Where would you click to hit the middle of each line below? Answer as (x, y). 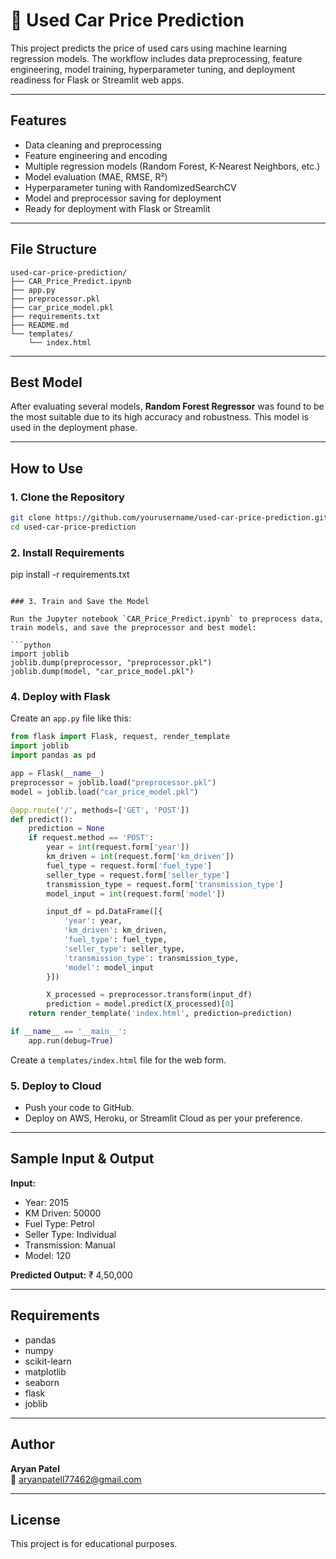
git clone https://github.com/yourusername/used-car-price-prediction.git (169, 518)
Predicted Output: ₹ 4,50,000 (71, 1275)
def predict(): (42, 819)
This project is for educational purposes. (94, 1544)
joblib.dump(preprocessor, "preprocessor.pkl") (111, 663)
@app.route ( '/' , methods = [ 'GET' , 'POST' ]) (100, 810)
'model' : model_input (109, 967)
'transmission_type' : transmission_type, (151, 958)
